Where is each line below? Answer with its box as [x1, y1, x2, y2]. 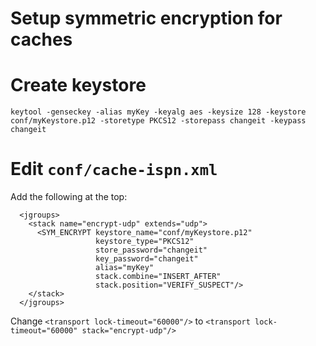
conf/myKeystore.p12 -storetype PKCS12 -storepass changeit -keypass [10, 116, 307, 126]
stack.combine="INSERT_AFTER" [95, 272, 222, 282]
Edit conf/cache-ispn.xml [10, 158, 218, 181]
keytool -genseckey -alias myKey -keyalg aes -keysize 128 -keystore [10, 107, 307, 117]
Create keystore [10, 74, 147, 97]
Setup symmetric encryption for [10, 7, 283, 30]
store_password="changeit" [95, 245, 208, 256]
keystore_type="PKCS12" [95, 237, 195, 247]
